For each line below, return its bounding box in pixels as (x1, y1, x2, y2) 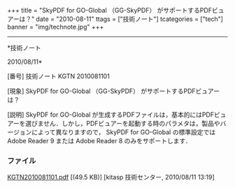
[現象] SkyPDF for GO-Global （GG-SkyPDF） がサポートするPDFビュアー (7, 87, 220, 95)
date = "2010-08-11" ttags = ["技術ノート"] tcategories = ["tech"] (36, 15, 224, 23)
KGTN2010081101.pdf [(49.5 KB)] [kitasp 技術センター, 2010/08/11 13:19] (7, 173, 215, 182)
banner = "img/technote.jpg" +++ (7, 23, 104, 31)
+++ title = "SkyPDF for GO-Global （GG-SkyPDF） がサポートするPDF (7, 6, 212, 14)
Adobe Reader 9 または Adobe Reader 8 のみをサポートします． (7, 137, 192, 145)
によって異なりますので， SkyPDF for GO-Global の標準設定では (31, 128, 215, 136)
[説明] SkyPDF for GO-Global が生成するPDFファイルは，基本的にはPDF (7, 110, 215, 119)
